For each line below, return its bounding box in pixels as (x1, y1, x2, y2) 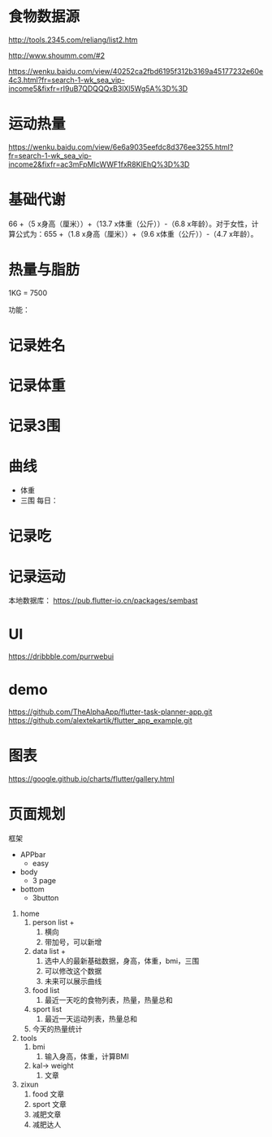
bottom (19, 884, 45, 895)
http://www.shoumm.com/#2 (8, 50, 106, 60)
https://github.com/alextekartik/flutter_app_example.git (8, 716, 192, 725)
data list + (32, 947, 67, 956)
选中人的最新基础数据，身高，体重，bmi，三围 (44, 956, 200, 966)
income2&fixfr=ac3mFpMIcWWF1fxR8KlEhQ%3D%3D (8, 159, 190, 169)
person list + (32, 917, 75, 927)
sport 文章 (32, 1100, 67, 1109)
